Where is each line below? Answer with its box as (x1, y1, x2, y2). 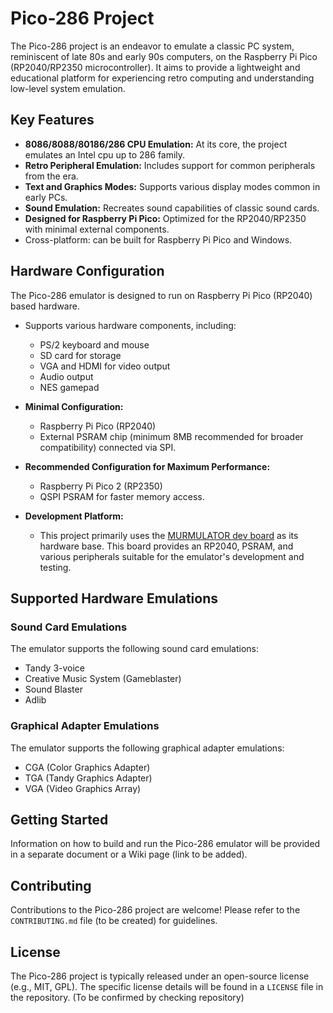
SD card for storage (39, 349, 122, 361)
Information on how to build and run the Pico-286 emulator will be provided (10, 838, 321, 850)
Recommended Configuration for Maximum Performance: (24, 460, 271, 472)
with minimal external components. (24, 223, 170, 235)
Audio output (39, 370, 94, 382)
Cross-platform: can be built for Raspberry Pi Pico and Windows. (24, 233, 293, 246)
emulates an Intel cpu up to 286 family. (24, 148, 186, 161)
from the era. (24, 170, 79, 182)
